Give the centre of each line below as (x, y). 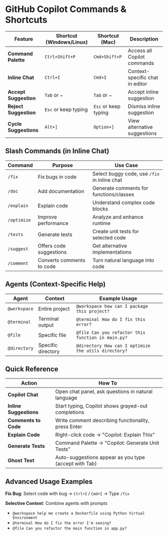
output (46, 325)
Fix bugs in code (57, 176)
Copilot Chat (23, 395)
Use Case (126, 165)
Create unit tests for (115, 231)
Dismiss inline (144, 106)
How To (108, 383)
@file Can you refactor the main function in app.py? (69, 528)
